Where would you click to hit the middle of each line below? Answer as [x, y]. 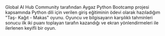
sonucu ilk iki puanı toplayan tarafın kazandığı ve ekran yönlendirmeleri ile [82, 23]
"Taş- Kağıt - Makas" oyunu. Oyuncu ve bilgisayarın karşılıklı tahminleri [79, 18]
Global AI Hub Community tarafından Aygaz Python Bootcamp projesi [77, 7]
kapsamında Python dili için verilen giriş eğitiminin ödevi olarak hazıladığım [83, 12]
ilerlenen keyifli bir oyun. [31, 28]
